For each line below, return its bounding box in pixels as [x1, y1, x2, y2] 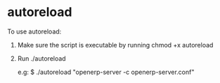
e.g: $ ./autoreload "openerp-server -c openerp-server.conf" [17, 68, 195, 76]
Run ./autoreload [17, 54, 66, 63]
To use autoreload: [7, 27, 62, 36]
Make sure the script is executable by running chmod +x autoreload [17, 40, 214, 49]
